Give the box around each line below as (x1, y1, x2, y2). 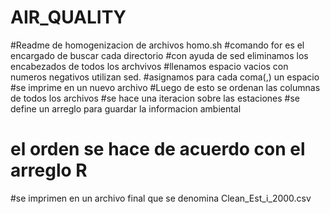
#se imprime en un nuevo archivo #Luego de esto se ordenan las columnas (10, 81, 321, 93)
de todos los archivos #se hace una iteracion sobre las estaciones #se (10, 92, 300, 104)
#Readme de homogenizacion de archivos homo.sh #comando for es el (10, 39, 305, 51)
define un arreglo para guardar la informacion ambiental (10, 102, 242, 115)
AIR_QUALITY (10, 6, 127, 29)
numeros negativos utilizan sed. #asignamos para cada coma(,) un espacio (10, 71, 320, 83)
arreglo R (10, 159, 88, 182)
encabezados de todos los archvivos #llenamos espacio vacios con (10, 60, 289, 72)
